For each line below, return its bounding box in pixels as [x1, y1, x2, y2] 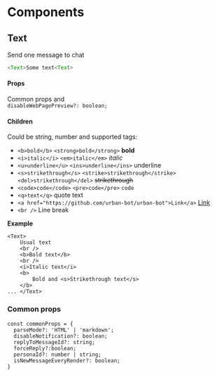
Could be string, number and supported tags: [7, 132, 138, 141]
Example [7, 219, 34, 228]
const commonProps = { [7, 320, 73, 327]
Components [7, 4, 85, 20]
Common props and [7, 95, 65, 104]
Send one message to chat [7, 50, 85, 59]
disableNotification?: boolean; [13, 332, 108, 340]
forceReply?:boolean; [13, 345, 77, 352]
